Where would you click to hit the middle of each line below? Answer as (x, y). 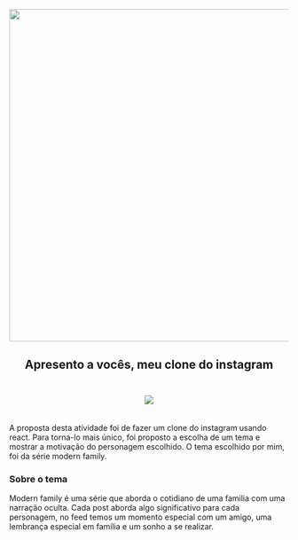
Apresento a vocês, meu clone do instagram (149, 365)
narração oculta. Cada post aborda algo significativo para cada (125, 508)
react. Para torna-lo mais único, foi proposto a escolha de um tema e (135, 437)
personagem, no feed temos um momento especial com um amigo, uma (141, 517)
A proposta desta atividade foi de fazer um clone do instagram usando (138, 427)
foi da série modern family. (58, 456)
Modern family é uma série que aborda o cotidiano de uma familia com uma (147, 498)
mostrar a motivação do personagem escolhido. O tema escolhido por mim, (147, 446)
